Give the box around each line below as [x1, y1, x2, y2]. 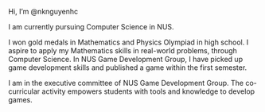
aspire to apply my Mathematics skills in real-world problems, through [8, 46, 237, 55]
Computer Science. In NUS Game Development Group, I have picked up [8, 55, 244, 64]
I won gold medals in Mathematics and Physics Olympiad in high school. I [8, 37, 249, 47]
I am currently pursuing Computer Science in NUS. [8, 22, 174, 31]
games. [8, 95, 33, 104]
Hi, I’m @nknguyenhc [8, 7, 78, 16]
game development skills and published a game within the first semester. [8, 63, 247, 72]
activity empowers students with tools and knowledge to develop [41, 87, 255, 96]
